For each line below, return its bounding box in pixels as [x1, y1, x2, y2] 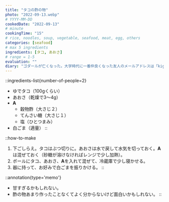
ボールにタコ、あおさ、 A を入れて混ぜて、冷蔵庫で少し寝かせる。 [12, 158, 148, 164]
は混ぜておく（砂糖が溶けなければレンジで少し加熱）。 [12, 152, 125, 158]
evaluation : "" [5, 59, 37, 64]
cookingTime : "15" [5, 31, 44, 36]
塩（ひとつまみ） [20, 119, 55, 125]
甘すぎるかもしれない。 [12, 185, 61, 191]
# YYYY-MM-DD [5, 17, 33, 22]
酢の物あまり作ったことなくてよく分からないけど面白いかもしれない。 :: [12, 191, 162, 197]
